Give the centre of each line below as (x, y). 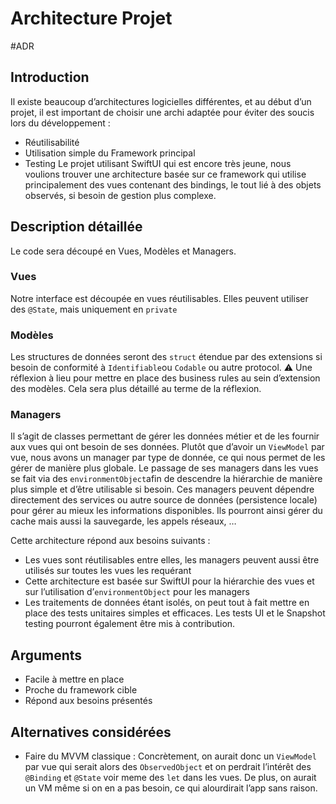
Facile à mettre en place (74, 679)
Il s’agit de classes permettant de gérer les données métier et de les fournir (165, 436)
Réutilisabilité (52, 142)
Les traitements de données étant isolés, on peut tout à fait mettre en (167, 603)
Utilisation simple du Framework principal (110, 153)
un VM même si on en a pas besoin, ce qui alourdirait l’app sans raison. (171, 788)
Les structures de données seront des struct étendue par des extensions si (166, 357)
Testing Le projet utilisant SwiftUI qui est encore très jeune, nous (158, 163)
